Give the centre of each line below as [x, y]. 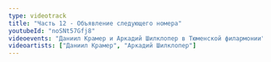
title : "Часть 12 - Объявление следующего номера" [95, 23]
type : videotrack [38, 16]
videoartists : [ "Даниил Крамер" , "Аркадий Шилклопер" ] [102, 46]
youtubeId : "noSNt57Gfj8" [52, 31]
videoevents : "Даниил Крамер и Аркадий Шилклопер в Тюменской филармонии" [137, 38]
